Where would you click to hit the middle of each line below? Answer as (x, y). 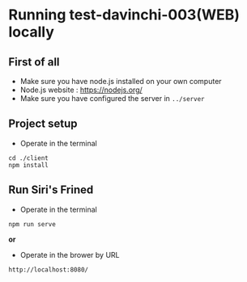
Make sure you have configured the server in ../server (112, 98)
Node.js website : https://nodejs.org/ (81, 90)
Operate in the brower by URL (70, 255)
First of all (34, 62)
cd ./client (28, 158)
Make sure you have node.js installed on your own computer (121, 81)
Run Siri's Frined (51, 190)
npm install (28, 165)
